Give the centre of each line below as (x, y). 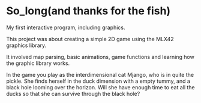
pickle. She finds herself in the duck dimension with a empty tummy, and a (98, 81)
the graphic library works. (38, 63)
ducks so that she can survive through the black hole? (73, 93)
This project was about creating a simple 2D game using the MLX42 (90, 39)
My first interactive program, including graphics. (66, 27)
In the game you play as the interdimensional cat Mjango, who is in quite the (100, 74)
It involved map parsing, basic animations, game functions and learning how (100, 57)
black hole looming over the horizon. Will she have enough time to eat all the (100, 87)
